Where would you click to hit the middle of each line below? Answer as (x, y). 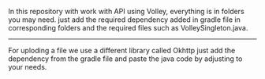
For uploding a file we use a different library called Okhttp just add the (122, 50)
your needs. (28, 67)
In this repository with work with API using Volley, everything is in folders (126, 11)
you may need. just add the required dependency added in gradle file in (124, 20)
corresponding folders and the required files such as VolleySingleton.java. (128, 28)
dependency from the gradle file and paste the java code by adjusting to (125, 59)
